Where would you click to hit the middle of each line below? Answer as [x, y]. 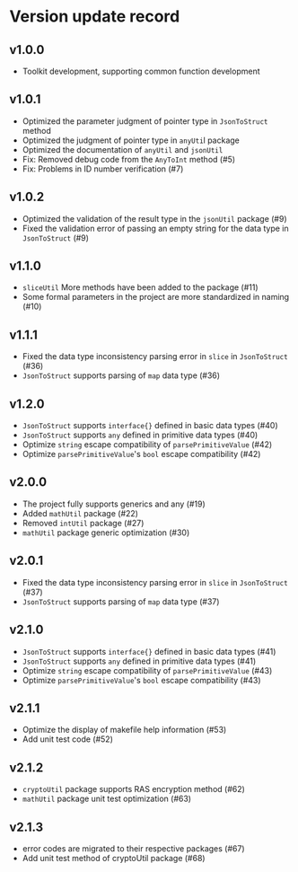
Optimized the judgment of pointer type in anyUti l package [131, 140]
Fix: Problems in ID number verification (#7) [103, 169]
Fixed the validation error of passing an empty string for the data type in [155, 228]
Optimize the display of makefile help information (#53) [124, 730]
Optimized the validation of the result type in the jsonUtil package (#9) [154, 218]
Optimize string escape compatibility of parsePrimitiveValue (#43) [147, 670]
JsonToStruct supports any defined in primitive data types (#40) [140, 435]
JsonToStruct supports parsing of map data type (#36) [121, 375]
